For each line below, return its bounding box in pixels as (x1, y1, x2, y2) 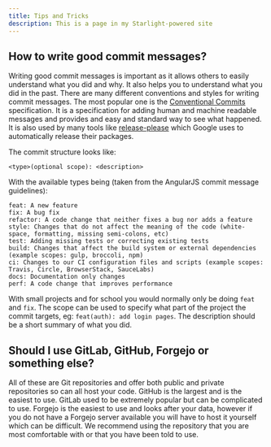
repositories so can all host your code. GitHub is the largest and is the (8, 387, 243, 397)
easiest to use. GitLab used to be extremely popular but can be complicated (8, 395, 263, 405)
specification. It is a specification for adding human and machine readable (8, 106, 257, 115)
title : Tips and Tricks (8, 11, 90, 20)
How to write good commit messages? (8, 50, 208, 63)
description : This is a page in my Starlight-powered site (8, 20, 213, 28)
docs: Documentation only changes (8, 273, 126, 281)
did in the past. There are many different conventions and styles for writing (8, 89, 260, 98)
